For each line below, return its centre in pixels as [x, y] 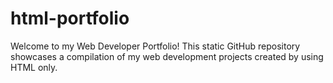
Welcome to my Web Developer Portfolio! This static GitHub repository [155, 46]
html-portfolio [70, 18]
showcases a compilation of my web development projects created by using [167, 56]
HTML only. [34, 67]
